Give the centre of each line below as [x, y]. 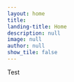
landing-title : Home [37, 26]
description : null [34, 33]
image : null [24, 40]
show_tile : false [32, 53]
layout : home [26, 14]
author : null [26, 46]
